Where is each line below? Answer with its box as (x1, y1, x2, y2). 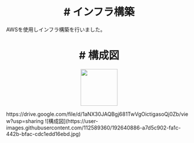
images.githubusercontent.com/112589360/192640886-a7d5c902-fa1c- (6, 124, 181, 131)
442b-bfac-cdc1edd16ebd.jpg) (6, 130, 81, 137)
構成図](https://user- (48, 117, 98, 124)
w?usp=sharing (6, 117, 44, 124)
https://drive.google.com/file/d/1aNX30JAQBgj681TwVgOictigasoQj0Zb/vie (6, 110, 189, 118)
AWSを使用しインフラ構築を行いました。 (6, 26, 106, 33)
